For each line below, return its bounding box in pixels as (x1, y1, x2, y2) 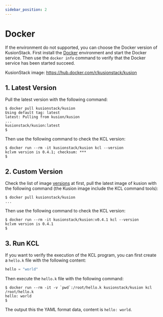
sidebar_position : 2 (5, 7, 47, 12)
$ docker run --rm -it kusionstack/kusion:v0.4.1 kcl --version (5, 217, 139, 223)
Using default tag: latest (5, 111, 60, 115)
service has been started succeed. (5, 60, 75, 66)
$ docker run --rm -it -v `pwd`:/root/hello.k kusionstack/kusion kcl (5, 285, 152, 290)
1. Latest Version (5, 84, 57, 92)
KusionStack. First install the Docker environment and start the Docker (5, 49, 147, 55)
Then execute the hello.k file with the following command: (5, 275, 124, 281)
